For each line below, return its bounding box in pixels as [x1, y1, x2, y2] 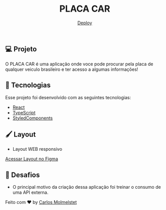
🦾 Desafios [5, 171, 40, 179]
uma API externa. [12, 189, 49, 195]
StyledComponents [12, 115, 53, 121]
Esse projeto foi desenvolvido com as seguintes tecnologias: [5, 94, 131, 100]
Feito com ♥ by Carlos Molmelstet [5, 199, 77, 205]
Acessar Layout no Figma [5, 156, 58, 162]
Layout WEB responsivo [12, 146, 63, 152]
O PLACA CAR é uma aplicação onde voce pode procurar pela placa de [5, 61, 153, 67]
